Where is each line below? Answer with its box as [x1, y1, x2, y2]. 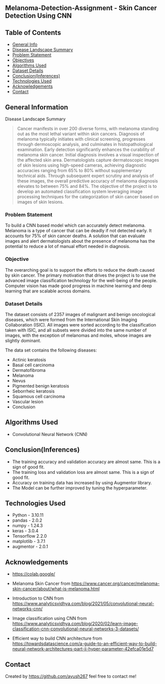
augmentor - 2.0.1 [12, 543, 48, 549]
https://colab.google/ [12, 571, 56, 577]
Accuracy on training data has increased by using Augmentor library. [12, 479, 152, 485]
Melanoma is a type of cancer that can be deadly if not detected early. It [5, 228, 152, 234]
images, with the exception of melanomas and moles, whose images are [5, 332, 152, 338]
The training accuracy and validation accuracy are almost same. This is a [12, 459, 161, 465]
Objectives [12, 57, 34, 63]
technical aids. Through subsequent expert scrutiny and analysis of [17, 173, 154, 179]
